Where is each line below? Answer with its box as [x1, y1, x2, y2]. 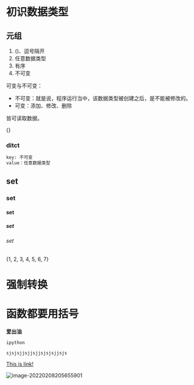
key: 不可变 [6, 155, 33, 161]
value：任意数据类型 [6, 160, 51, 166]
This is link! [6, 360, 34, 367]
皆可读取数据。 [6, 115, 43, 122]
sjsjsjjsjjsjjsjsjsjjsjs [6, 350, 67, 356]
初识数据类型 [6, 5, 69, 19]
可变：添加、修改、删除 [14, 102, 72, 109]
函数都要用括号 [6, 307, 79, 321]
